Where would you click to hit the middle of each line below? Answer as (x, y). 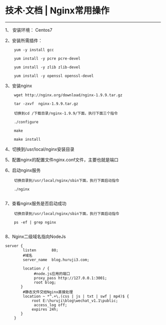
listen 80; (41, 250)
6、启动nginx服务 (23, 170)
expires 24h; (45, 309)
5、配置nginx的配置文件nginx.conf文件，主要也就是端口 (62, 160)
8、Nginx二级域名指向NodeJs (36, 236)
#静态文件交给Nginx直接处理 (48, 292)
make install (27, 139)
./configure (26, 122)
